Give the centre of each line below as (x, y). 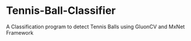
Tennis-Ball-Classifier (61, 11)
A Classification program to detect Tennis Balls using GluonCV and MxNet (95, 27)
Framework (20, 32)
